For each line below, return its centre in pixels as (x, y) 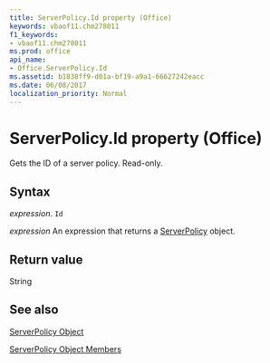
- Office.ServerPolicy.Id (58, 69)
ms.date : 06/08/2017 (48, 85)
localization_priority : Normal (68, 93)
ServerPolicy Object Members (66, 349)
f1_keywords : (34, 34)
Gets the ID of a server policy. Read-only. (86, 163)
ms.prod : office (40, 52)
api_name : (28, 60)
